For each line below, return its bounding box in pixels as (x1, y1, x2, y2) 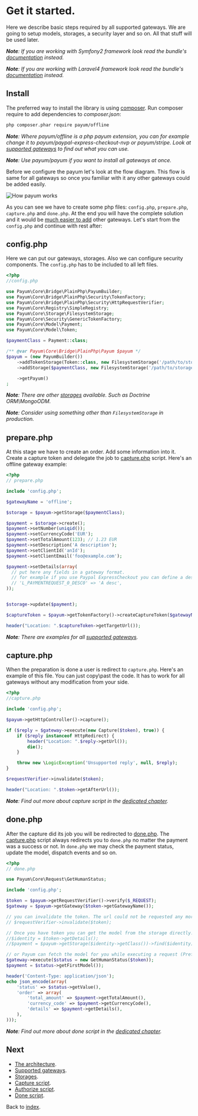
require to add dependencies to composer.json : (6, 110, 121, 117)
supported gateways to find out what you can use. (6, 145, 130, 152)
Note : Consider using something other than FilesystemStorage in (6, 409, 164, 416)
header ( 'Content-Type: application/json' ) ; (6, 973, 115, 979)
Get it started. (6, 4, 75, 18)
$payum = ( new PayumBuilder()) (6, 354, 83, 360)
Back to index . (6, 1103, 41, 1110)
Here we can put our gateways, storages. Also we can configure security (6, 255, 183, 262)
